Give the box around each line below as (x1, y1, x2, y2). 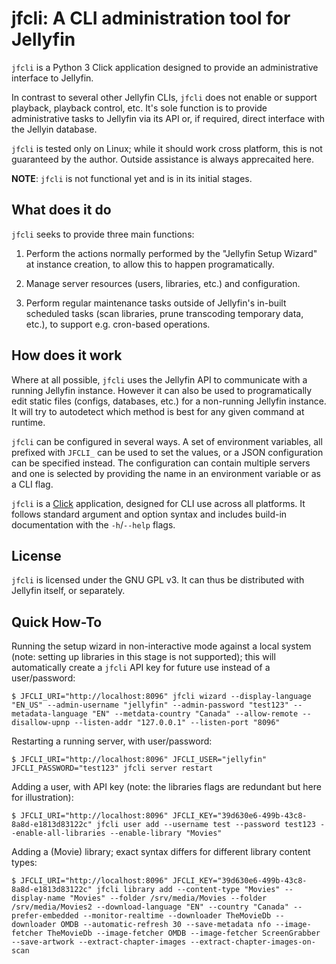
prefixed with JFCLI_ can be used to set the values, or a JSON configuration (11, 446, 324, 458)
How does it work (11, 347, 123, 364)
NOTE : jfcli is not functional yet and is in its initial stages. (11, 172, 253, 184)
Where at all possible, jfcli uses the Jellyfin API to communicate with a (11, 373, 308, 386)
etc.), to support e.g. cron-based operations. (25, 318, 211, 330)
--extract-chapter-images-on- (190, 937, 316, 947)
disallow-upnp (11, 718, 71, 728)
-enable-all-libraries (11, 828, 106, 839)
